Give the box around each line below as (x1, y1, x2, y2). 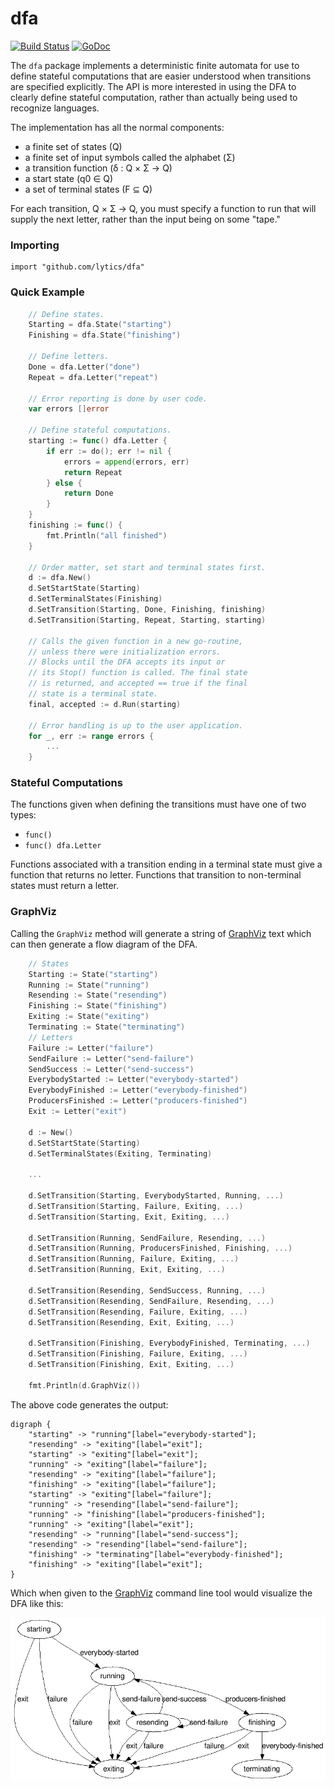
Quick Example (10, 285, 85, 299)
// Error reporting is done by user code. (28, 393, 208, 404)
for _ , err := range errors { (28, 731, 155, 741)
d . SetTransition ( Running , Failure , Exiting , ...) (28, 1254, 240, 1264)
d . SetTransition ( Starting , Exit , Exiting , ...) (28, 1212, 230, 1222)
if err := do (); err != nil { (46, 446, 172, 456)
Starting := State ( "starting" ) (28, 969, 159, 979)
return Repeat (63, 467, 123, 477)
